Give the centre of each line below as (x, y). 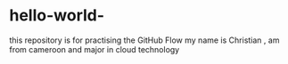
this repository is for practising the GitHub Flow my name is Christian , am (144, 40)
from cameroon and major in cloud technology (95, 49)
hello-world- (57, 16)
